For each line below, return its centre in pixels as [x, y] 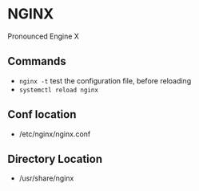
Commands [37, 61]
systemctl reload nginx [59, 90]
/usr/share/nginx [46, 178]
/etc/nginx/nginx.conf [55, 134]
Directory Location [55, 158]
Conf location [42, 114]
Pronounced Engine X [43, 36]
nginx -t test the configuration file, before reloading [105, 80]
